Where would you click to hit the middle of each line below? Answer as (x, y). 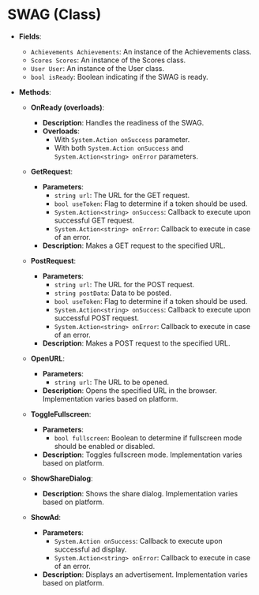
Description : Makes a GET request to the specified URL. (134, 245)
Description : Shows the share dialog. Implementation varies (140, 493)
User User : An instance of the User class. (98, 68)
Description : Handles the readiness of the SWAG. (123, 122)
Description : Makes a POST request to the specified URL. (136, 343)
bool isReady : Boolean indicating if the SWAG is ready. (119, 77)
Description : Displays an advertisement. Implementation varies (145, 574)
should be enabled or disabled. (105, 446)
